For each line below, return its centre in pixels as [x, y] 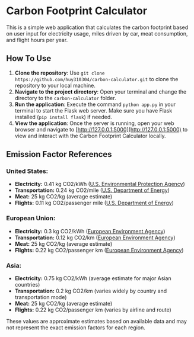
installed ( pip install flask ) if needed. [63, 117]
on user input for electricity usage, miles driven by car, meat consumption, [97, 33]
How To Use [29, 58]
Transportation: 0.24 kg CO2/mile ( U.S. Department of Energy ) [92, 190]
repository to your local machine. [55, 85]
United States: [27, 171]
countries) [27, 285]
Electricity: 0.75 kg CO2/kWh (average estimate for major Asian [93, 278]
